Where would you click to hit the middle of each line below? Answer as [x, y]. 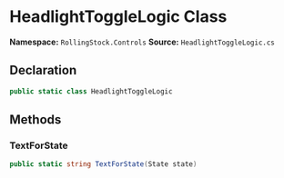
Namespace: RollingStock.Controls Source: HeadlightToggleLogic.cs [142, 42]
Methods [35, 120]
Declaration [43, 70]
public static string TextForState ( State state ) [103, 164]
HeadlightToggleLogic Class [118, 17]
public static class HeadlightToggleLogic [91, 91]
